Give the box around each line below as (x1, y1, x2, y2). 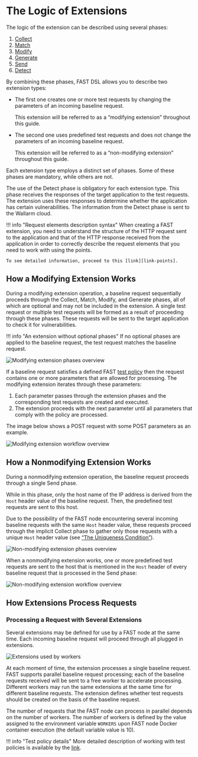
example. (6, 429, 28, 436)
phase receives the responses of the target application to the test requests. (6, 191, 190, 198)
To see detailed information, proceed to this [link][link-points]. (6, 257, 178, 264)
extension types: (6, 84, 47, 91)
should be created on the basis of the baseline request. (6, 696, 141, 703)
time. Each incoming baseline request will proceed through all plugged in (6, 635, 183, 643)
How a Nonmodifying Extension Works (6, 458, 152, 468)
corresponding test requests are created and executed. (14, 398, 150, 405)
